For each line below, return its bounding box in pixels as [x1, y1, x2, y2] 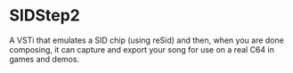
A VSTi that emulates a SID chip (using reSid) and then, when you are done [9, 35, 285, 45]
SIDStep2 [9, 5, 80, 26]
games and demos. [9, 53, 80, 64]
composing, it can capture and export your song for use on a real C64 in [9, 44, 274, 54]
